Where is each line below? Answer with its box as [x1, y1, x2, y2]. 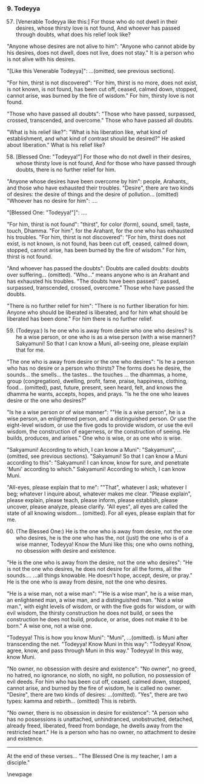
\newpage [7, 771, 33, 778]
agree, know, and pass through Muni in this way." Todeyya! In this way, [7, 647, 183, 654]
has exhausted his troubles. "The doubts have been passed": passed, [7, 278, 180, 285]
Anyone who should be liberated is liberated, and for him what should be [7, 308, 188, 316]
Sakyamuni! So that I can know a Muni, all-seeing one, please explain [15, 340, 188, 347]
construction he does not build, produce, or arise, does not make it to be [7, 616, 188, 623]
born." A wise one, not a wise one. [7, 622, 93, 630]
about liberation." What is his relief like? [7, 141, 105, 149]
